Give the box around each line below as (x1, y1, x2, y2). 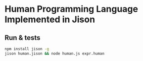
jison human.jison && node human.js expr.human (4, 51, 105, 56)
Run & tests (4, 33, 41, 42)
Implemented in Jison (4, 14, 95, 25)
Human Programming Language (4, 3, 138, 15)
